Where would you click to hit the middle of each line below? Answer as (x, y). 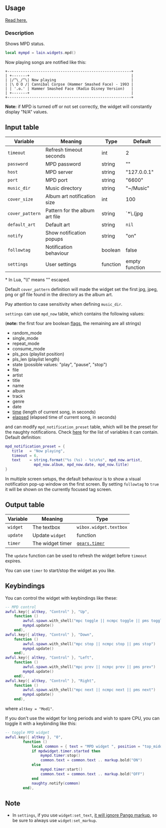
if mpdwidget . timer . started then (66, 751)
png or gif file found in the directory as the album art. (59, 294)
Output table (25, 505)
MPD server (59, 172)
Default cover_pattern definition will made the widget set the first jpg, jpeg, (82, 289)
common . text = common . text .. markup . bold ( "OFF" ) (92, 774)
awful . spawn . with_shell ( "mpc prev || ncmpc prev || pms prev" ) (89, 667)
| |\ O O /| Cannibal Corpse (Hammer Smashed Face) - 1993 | (69, 84)
